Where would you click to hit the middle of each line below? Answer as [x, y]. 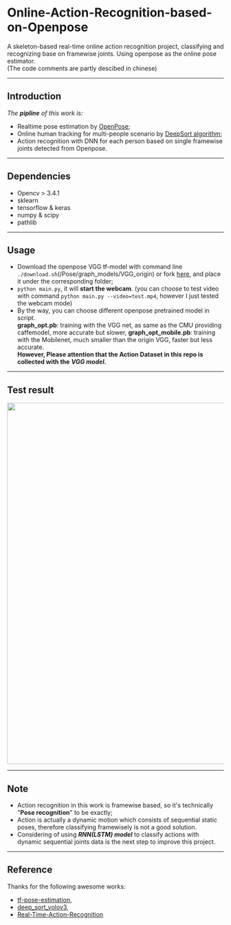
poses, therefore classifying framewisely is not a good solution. [107, 827]
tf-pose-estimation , [44, 900]
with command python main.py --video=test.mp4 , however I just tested [118, 296]
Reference [30, 870]
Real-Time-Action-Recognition [60, 914]
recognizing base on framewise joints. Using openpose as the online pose [112, 54]
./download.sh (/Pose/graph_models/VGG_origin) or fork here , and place [119, 274]
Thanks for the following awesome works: [66, 886]
